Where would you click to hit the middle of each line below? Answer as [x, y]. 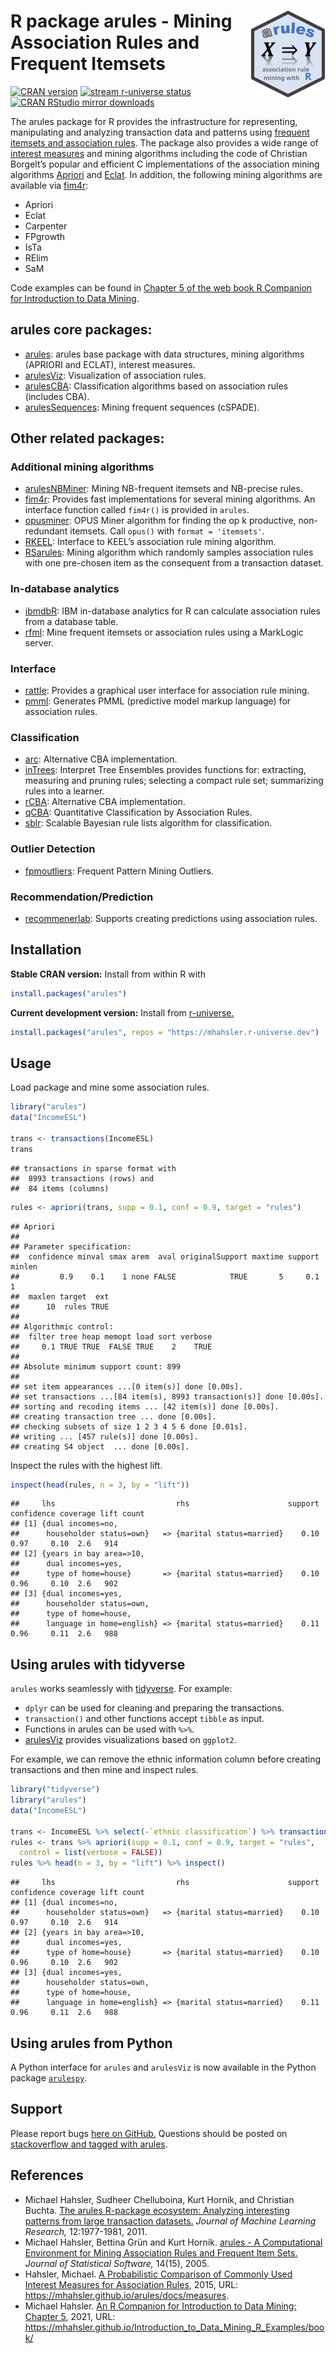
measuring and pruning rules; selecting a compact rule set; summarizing [174, 781]
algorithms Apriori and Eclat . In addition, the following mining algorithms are [166, 174]
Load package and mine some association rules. [110, 1087]
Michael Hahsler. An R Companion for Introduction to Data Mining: [160, 2306]
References [47, 2175]
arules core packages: [81, 330]
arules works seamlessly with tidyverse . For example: [121, 1689]
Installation [46, 950]
